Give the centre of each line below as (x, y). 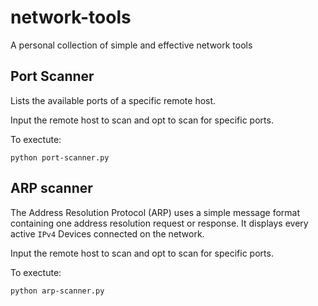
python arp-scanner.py (57, 291)
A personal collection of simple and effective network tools (131, 45)
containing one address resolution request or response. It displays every (159, 223)
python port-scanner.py (60, 157)
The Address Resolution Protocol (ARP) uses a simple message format (155, 212)
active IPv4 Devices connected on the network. (107, 233)
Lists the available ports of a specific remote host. (113, 100)
